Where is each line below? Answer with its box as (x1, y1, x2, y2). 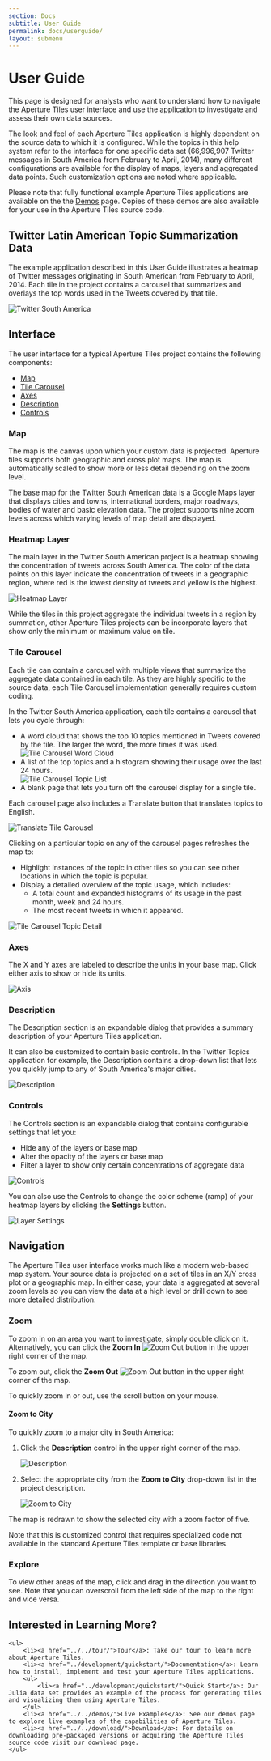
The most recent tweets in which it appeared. (32, 905, 184, 915)
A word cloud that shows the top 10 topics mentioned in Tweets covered (19, 730, 261, 741)
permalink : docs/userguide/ (8, 27, 104, 35)
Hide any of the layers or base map (19, 1142, 138, 1152)
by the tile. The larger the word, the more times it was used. (19, 739, 219, 749)
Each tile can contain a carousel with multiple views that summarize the (8, 665, 247, 674)
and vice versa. (8, 1594, 60, 1604)
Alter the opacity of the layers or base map (19, 1151, 163, 1161)
